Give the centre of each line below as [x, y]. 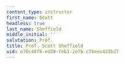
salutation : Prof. [30, 40]
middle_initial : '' [31, 35]
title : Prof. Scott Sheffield [45, 46]
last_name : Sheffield [34, 29]
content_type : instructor [39, 12]
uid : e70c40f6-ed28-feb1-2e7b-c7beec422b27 [63, 52]
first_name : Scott [30, 18]
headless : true [26, 23]
